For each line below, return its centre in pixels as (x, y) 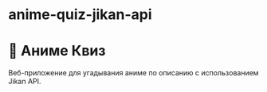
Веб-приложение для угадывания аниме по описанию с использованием (133, 73)
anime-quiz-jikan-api (80, 15)
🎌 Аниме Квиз (57, 51)
